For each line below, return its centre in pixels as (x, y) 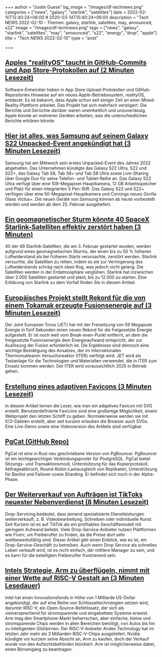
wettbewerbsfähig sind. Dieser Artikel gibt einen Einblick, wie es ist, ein (76, 540)
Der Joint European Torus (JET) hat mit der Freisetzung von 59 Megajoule (79, 325)
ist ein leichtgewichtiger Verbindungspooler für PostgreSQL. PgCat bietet (78, 459)
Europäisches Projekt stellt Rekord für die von (75, 298)
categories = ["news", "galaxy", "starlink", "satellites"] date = (66, 12)
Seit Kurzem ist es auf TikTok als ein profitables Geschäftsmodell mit (73, 524)
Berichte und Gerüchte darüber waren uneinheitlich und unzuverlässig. (76, 110)
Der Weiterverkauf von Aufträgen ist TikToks (74, 495)
